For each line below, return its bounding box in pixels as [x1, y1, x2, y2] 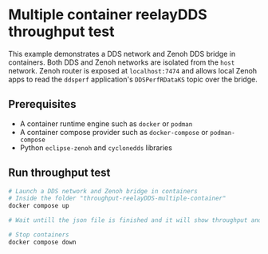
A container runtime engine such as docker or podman [19, 118, 193, 129]
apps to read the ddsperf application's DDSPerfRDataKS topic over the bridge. [8, 74, 258, 84]
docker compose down [8, 238, 77, 246]
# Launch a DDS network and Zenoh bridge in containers [8, 187, 198, 195]
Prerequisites [8, 97, 77, 111]
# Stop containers [8, 231, 69, 239]
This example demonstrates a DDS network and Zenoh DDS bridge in [8, 49, 236, 58]
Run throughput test [8, 166, 111, 180]
